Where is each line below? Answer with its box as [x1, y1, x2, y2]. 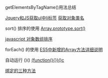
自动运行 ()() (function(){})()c [5, 57, 65, 63]
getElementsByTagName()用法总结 [5, 4, 76, 10]
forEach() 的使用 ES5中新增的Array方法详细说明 [5, 47, 103, 52]
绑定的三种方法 [5, 68, 36, 74]
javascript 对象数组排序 [5, 36, 53, 42]
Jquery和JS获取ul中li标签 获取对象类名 [5, 15, 85, 21]
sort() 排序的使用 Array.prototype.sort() [5, 25, 86, 31]
